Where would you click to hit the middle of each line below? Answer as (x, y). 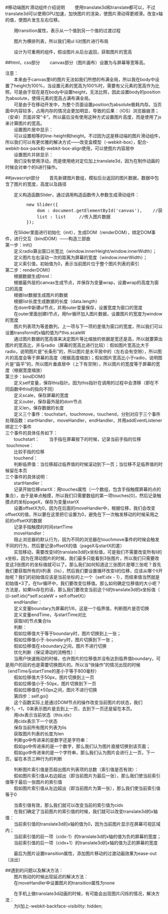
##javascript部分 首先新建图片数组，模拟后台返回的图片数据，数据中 (80, 178)
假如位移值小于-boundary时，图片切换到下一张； (64, 640)
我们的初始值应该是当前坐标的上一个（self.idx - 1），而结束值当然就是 (89, 577)
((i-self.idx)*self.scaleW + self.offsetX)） (47, 596)
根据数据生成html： (34, 276)
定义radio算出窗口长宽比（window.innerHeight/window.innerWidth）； (85, 251)
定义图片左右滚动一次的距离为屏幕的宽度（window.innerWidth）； (81, 257)
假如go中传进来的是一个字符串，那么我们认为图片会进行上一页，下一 (84, 753)
